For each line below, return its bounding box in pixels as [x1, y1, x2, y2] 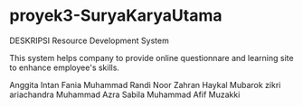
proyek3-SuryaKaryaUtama [9, 5, 223, 26]
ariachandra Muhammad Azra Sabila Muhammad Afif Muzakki [9, 89, 241, 100]
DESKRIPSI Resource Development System [9, 35, 169, 46]
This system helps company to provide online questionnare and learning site [9, 52, 294, 63]
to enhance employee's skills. [9, 62, 120, 73]
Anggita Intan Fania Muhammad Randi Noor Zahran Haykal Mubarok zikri [9, 79, 281, 90]
